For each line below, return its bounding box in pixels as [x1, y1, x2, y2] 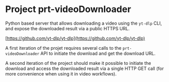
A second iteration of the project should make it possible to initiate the [5, 60, 151, 66]
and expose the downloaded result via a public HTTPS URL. [5, 25, 130, 31]
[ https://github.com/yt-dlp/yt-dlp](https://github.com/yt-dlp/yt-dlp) [5, 35, 145, 41]
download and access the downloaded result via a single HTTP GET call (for [5, 65, 164, 71]
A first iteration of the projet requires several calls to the [5, 45, 121, 51]
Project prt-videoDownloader [5, 4, 132, 15]
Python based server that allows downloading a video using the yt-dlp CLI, [5, 20, 162, 26]
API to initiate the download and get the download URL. [40, 50, 156, 56]
